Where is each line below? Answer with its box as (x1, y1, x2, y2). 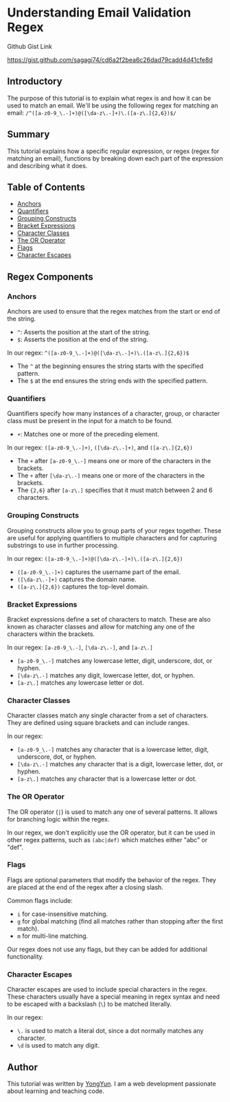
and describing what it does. (7, 161, 88, 170)
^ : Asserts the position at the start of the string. (16, 328, 151, 336)
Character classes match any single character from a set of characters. (7, 711, 209, 720)
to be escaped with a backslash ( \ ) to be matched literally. (7, 1000, 172, 1008)
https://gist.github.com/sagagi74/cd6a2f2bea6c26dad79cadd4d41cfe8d (7, 55, 213, 63)
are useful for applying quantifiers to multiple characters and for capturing (7, 533, 218, 542)
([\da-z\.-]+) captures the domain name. (16, 575, 137, 583)
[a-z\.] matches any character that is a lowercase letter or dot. (16, 775, 197, 783)
